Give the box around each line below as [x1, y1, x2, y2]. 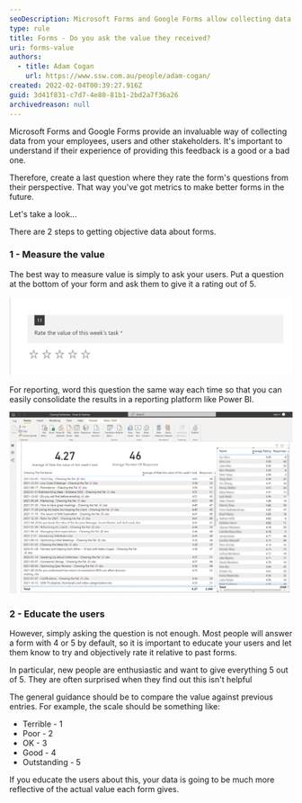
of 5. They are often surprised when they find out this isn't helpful [9, 674, 253, 685]
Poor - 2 [22, 728, 54, 739]
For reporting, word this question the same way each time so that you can [9, 383, 283, 395]
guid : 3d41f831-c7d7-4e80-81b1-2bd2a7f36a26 [9, 90, 179, 99]
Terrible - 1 [22, 718, 63, 729]
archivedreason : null [9, 100, 91, 109]
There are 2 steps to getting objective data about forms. [9, 226, 217, 237]
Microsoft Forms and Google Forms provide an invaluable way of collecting [9, 126, 288, 137]
